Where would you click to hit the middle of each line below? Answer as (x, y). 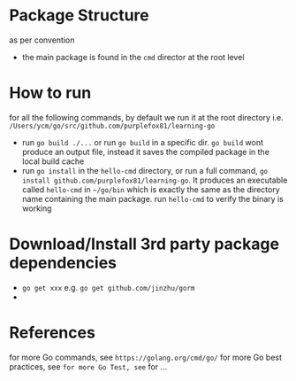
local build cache (53, 161)
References (52, 332)
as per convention (42, 40)
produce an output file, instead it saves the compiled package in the (145, 152)
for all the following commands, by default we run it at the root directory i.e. (147, 117)
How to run (50, 93)
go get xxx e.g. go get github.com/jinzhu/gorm (108, 287)
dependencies (63, 263)
